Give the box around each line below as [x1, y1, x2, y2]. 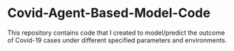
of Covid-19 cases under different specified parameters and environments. [7, 35, 227, 44]
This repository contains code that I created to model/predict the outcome [7, 28, 225, 37]
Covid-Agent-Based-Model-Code [7, 5, 210, 21]
